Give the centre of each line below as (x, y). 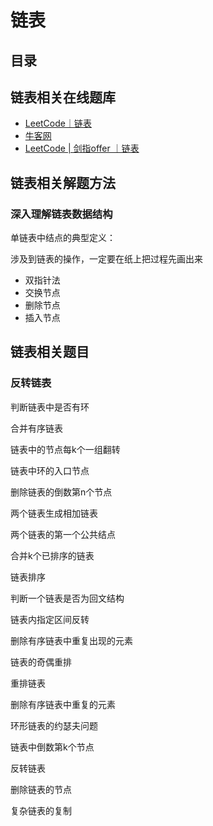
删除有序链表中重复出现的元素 (71, 640)
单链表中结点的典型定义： (63, 238)
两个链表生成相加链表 (54, 513)
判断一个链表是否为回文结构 (67, 598)
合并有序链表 (36, 428)
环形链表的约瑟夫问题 (54, 725)
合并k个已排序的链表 (52, 555)
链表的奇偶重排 (41, 662)
